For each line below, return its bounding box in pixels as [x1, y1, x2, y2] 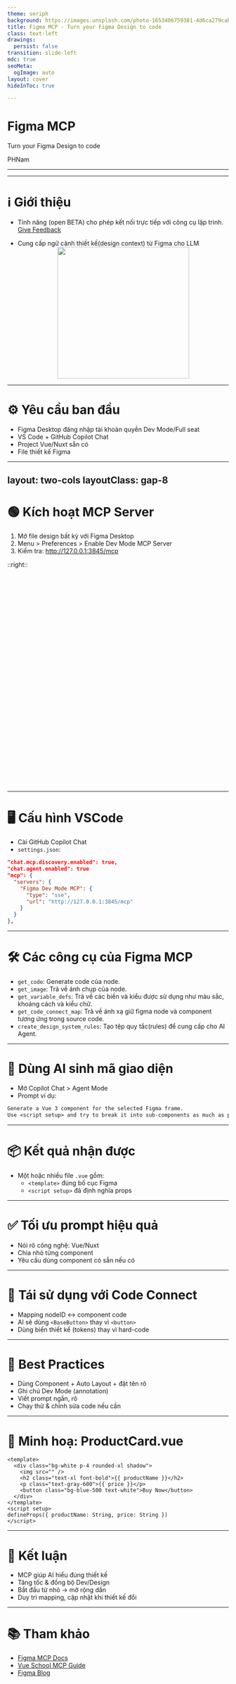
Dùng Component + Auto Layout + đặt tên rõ [17, 1379, 147, 1388]
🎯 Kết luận [7, 1548, 68, 1563]
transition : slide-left [7, 50, 77, 57]
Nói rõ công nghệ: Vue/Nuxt [17, 1241, 100, 1249]
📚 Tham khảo [7, 1626, 90, 1642]
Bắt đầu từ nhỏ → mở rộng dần [17, 1586, 107, 1594]
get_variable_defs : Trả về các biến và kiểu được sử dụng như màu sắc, [17, 992, 225, 1001]
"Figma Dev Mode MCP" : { [20, 885, 93, 892]
